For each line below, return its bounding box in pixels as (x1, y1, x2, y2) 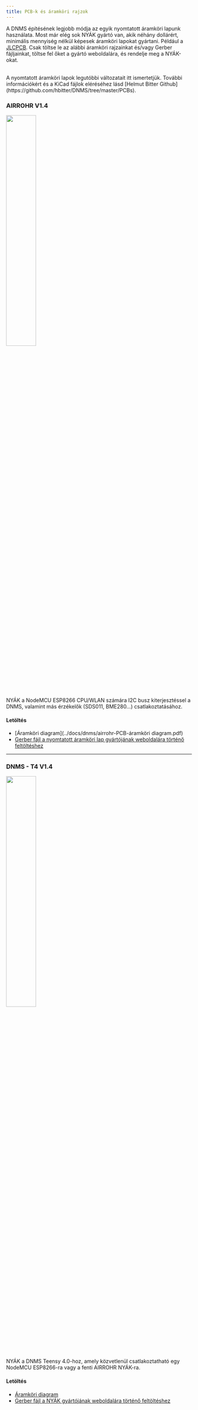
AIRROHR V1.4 (6, 101, 48, 109)
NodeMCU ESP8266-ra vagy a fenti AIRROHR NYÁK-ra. (6, 1364, 140, 1371)
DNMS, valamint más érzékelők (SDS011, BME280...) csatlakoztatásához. (6, 703, 183, 710)
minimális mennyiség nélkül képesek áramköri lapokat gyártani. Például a (6, 37, 184, 44)
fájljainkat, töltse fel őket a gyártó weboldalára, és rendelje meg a (6, 50, 164, 57)
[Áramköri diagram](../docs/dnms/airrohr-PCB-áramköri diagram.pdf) (14, 730, 183, 737)
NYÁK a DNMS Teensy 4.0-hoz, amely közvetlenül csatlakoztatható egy (6, 1358, 180, 1365)
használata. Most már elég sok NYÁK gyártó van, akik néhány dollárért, (6, 31, 179, 38)
